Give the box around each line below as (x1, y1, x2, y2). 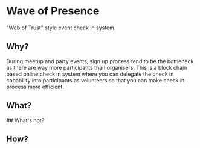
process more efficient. (6, 83, 65, 90)
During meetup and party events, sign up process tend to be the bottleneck (6, 57, 194, 64)
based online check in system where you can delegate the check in (6, 70, 174, 78)
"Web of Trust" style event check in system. (6, 24, 116, 31)
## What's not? (6, 116, 45, 124)
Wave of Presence (6, 4, 100, 18)
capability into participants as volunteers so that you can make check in (6, 76, 185, 84)
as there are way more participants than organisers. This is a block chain (6, 64, 187, 71)
